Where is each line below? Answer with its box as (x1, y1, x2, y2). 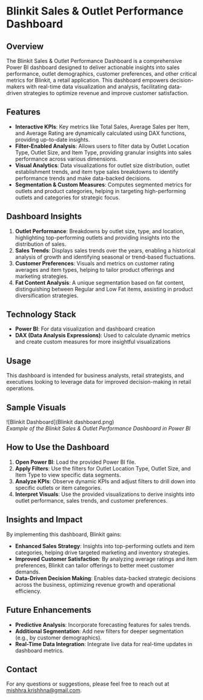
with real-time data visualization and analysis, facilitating (26, 83, 168, 90)
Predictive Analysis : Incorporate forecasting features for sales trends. (15, 621, 191, 628)
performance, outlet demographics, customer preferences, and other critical (6, 70, 197, 77)
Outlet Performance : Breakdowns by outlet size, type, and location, (15, 227, 185, 234)
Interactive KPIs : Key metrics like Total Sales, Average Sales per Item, (15, 123, 190, 130)
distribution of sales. (15, 240, 67, 248)
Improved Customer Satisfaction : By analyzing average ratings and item (15, 555, 198, 563)
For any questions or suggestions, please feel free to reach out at (6, 680, 170, 688)
